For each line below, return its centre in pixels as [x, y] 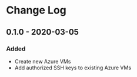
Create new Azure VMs [43, 61]
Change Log [36, 10]
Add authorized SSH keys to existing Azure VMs [73, 68]
